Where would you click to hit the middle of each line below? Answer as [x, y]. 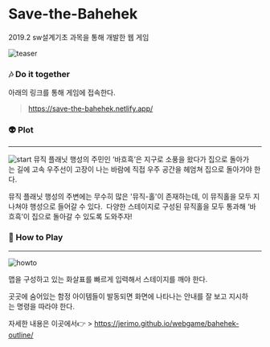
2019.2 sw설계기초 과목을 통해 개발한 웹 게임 [79, 37]
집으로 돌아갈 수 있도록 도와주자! [82, 216]
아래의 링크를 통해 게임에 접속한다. [62, 92]
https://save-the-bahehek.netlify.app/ [90, 108]
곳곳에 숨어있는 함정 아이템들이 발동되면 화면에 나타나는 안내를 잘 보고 [118, 296]
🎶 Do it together [39, 74]
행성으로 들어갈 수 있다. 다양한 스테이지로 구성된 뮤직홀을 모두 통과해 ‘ [139, 206]
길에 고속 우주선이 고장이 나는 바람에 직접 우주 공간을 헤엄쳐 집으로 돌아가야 [135, 169]
